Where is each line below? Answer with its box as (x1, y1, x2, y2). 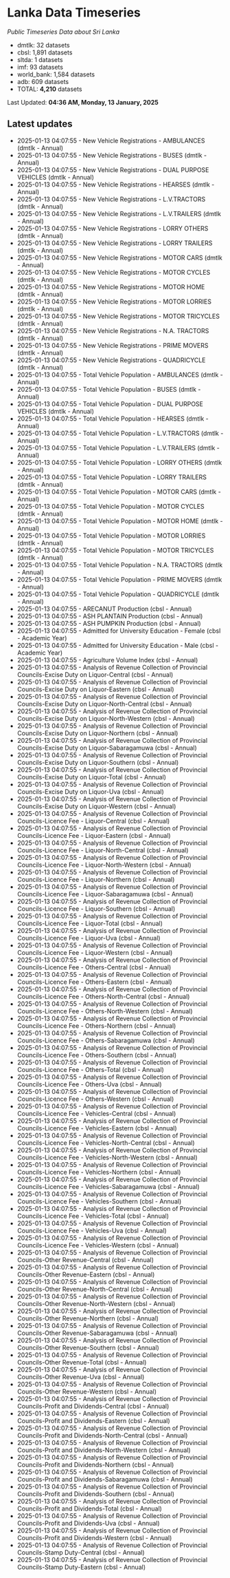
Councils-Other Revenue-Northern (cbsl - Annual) (16, 1314, 159, 1323)
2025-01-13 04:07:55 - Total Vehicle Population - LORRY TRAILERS (16, 473, 207, 481)
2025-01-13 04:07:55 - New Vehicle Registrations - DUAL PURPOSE (16, 165, 209, 173)
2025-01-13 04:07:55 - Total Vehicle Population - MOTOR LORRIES (16, 532, 206, 540)
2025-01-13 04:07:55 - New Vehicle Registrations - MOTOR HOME (16, 282, 205, 291)
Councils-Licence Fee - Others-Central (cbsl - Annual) (16, 962, 172, 971)
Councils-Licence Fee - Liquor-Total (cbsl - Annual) (16, 919, 163, 927)
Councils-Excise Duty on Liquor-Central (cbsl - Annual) (16, 670, 174, 679)
